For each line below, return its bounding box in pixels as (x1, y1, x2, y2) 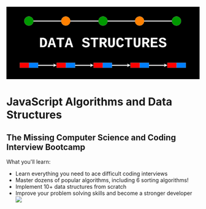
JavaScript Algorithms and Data (6, 95, 173, 109)
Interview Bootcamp (6, 142, 86, 152)
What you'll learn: (6, 158, 51, 165)
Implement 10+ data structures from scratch (15, 183, 127, 190)
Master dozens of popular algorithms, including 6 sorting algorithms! (15, 177, 189, 184)
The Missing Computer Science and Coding (6, 132, 177, 143)
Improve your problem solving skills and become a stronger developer (15, 189, 193, 197)
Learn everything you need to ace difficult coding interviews (15, 170, 168, 177)
